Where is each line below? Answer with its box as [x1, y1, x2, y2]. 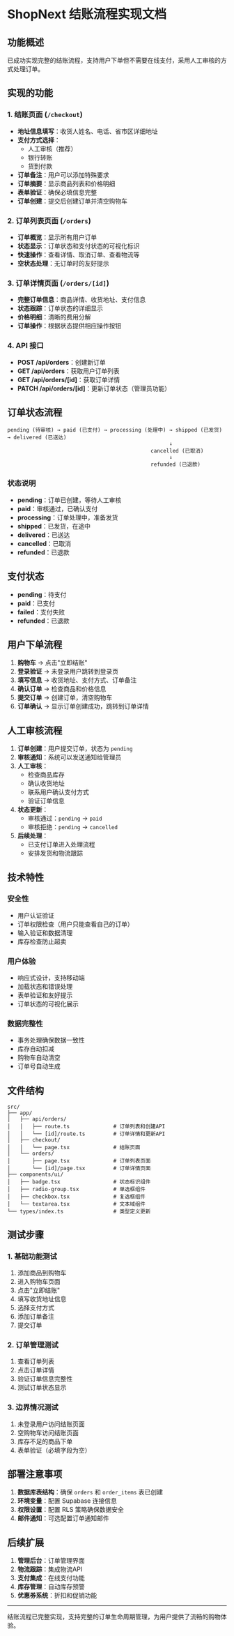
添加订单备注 [17, 1312, 54, 1320]
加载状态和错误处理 [17, 983, 73, 991]
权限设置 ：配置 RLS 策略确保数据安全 [17, 1506, 124, 1514]
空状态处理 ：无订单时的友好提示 [17, 259, 109, 267]
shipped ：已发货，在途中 [17, 522, 91, 530]
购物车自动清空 [17, 1054, 61, 1062]
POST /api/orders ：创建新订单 [17, 358, 106, 366]
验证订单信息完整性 [17, 1374, 73, 1383]
